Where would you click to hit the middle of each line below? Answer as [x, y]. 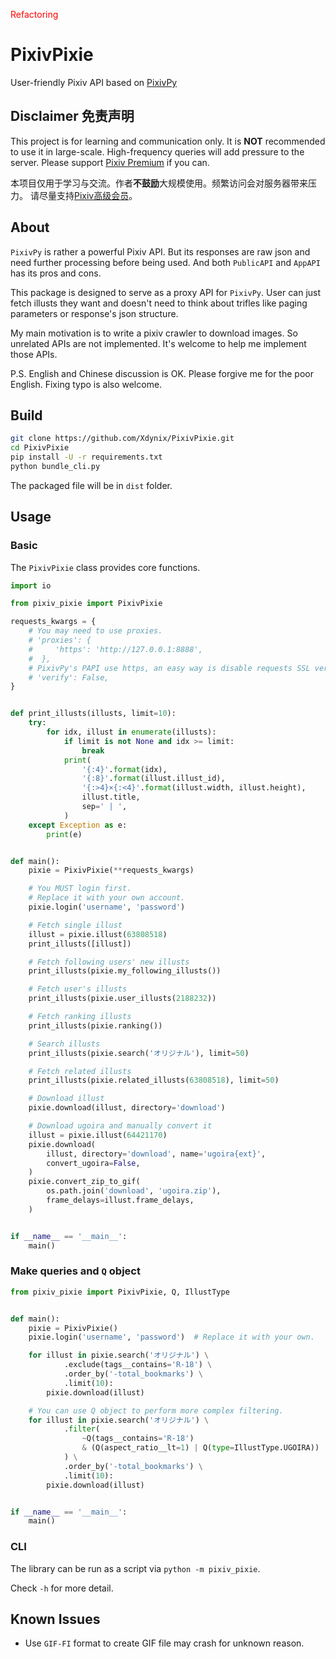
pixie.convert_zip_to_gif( [84, 1182]
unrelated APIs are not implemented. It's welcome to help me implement [158, 343]
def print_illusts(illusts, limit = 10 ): [93, 714]
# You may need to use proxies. [95, 631]
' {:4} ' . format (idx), [124, 769]
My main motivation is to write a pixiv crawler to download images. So [154, 333]
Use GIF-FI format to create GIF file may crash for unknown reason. [164, 1643]
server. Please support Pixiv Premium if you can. [110, 162]
